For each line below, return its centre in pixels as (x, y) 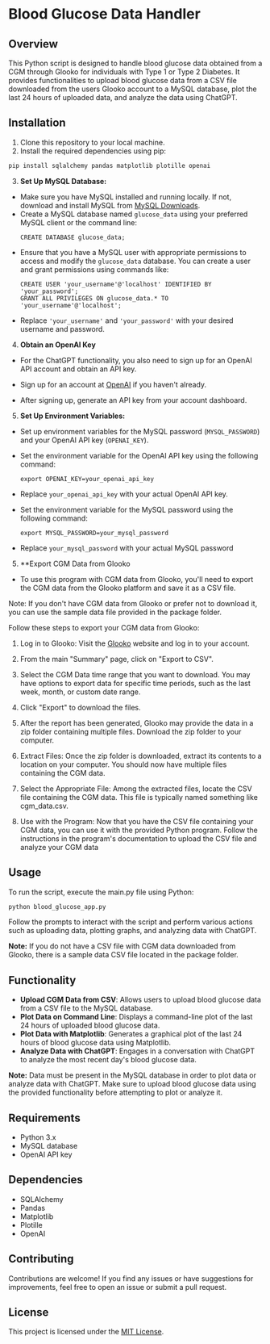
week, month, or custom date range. (80, 692)
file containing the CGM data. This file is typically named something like (139, 797)
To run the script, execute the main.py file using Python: (101, 892)
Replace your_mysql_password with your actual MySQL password (127, 548)
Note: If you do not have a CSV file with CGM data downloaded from (122, 946)
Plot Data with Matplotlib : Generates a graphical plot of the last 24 (131, 1034)
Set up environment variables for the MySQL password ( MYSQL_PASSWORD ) (140, 431)
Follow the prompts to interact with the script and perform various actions (131, 922)
